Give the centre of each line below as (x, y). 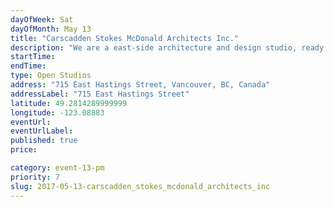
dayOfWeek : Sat (42, 19)
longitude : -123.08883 (57, 112)
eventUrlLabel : (42, 131)
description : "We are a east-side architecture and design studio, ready (167, 47)
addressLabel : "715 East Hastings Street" (100, 94)
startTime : (33, 57)
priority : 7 (35, 177)
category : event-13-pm (57, 168)
